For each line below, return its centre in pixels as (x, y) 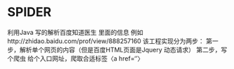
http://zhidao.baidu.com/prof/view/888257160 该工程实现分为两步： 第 (110, 41)
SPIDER (29, 12)
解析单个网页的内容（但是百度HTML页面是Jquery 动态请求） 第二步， (120, 49)
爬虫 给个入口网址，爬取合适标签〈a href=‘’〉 (78, 58)
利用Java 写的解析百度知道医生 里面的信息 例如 (76, 32)
